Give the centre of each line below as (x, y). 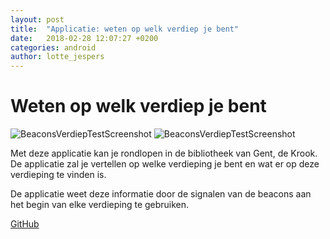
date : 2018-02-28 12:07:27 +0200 (84, 38)
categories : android (53, 47)
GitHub (25, 224)
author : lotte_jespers (57, 57)
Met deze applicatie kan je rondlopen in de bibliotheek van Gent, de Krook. (164, 153)
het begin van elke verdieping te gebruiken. (100, 205)
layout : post (37, 19)
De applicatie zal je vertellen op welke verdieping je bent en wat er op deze (165, 164)
